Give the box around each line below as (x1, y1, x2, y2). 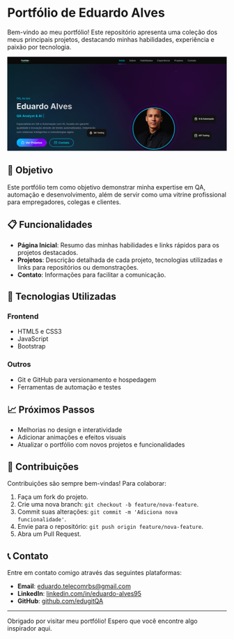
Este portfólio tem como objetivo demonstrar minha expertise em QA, (7, 183, 205, 191)
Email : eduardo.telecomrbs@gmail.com (17, 582, 131, 590)
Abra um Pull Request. (17, 530, 81, 538)
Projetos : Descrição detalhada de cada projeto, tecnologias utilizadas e (17, 256, 223, 264)
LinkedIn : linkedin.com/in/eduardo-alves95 (17, 590, 141, 598)
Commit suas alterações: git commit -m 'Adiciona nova (17, 507, 178, 516)
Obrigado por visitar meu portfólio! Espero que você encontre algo (7, 617, 198, 625)
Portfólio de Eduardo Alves (7, 5, 165, 21)
